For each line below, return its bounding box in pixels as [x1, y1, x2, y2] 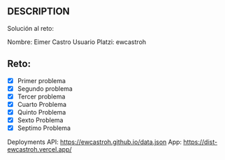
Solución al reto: [7, 24, 55, 32]
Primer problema [17, 76, 66, 85]
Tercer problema [17, 92, 66, 101]
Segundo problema [17, 84, 73, 93]
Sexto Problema [17, 115, 64, 124]
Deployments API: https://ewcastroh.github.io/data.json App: [7, 138, 182, 146]
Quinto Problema [17, 108, 66, 116]
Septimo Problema [17, 124, 71, 132]
